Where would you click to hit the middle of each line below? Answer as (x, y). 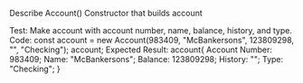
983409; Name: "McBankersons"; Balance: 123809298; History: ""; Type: (147, 59)
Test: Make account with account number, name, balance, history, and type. (151, 30)
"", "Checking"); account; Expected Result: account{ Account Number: (141, 50)
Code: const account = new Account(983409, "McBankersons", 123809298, (152, 40)
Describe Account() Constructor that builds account (106, 13)
